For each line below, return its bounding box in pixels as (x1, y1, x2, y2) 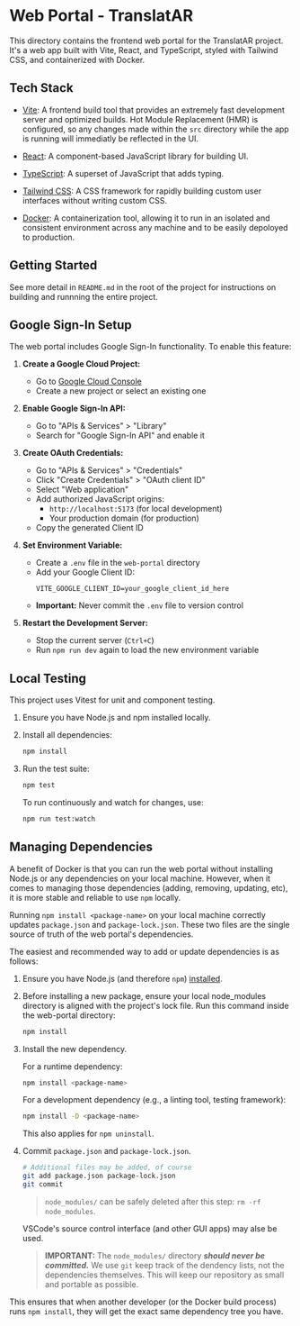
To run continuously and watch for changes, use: (22, 796, 204, 807)
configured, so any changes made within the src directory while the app (22, 123, 289, 134)
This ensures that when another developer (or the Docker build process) (9, 1296, 277, 1307)
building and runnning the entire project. (9, 291, 159, 302)
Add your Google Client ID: (35, 567, 135, 577)
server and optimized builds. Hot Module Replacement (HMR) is (22, 114, 259, 124)
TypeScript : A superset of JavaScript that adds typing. (22, 168, 225, 178)
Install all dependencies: (22, 730, 112, 740)
